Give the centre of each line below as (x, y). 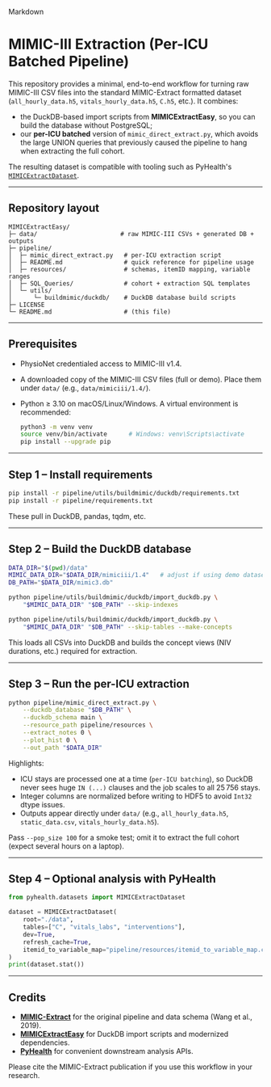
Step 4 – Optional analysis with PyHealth (112, 879)
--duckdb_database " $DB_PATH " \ (77, 710)
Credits (27, 997)
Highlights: (26, 763)
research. (24, 1076)
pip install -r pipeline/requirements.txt (81, 500)
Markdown (26, 12)
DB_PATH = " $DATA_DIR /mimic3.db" (61, 583)
